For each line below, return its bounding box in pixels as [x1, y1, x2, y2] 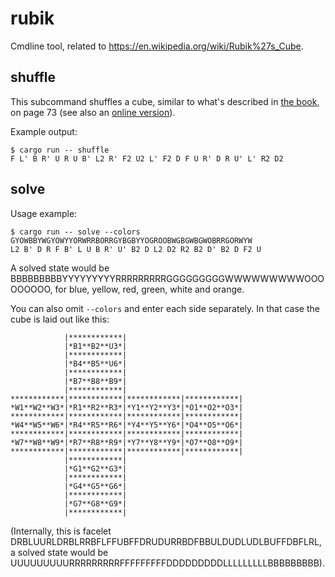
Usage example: [10, 207, 78, 219]
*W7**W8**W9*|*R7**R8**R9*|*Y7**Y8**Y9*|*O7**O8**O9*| [10, 437, 244, 447]
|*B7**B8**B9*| [63, 376, 128, 386]
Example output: [10, 125, 78, 137]
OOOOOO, [10, 283, 53, 295]
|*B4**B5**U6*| [63, 358, 128, 369]
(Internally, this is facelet [10, 525, 112, 537]
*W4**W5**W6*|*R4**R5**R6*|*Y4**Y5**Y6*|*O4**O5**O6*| [10, 420, 244, 430]
